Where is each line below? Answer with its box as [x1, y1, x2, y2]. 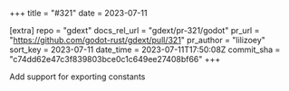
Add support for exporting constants [9, 71, 146, 82]
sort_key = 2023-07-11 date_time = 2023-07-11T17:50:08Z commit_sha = [9, 44, 281, 55]
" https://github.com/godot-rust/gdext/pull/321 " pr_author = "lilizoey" [9, 35, 265, 45]
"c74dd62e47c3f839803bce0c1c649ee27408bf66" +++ [9, 54, 221, 64]
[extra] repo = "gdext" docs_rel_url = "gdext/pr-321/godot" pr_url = [9, 25, 260, 35]
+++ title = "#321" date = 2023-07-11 [9, 8, 148, 18]
